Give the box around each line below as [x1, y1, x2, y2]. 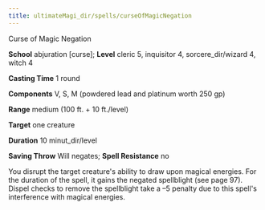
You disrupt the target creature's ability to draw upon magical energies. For [8, 166, 257, 176]
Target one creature [8, 119, 75, 129]
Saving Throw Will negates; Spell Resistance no [8, 151, 170, 160]
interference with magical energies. [8, 192, 126, 201]
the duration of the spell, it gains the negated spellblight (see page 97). [8, 175, 243, 184]
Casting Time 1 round [8, 73, 80, 83]
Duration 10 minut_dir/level [8, 135, 98, 145]
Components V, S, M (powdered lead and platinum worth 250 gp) [8, 89, 226, 99]
